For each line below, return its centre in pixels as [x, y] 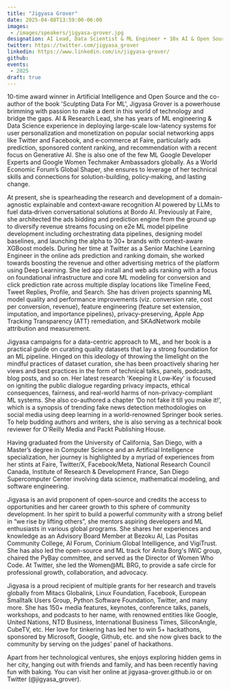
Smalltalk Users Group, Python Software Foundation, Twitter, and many [107, 600]
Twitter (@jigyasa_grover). [44, 679]
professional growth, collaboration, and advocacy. [78, 573]
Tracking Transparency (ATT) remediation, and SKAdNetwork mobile [104, 321]
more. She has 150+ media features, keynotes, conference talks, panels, [109, 608]
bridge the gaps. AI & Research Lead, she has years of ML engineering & [110, 119]
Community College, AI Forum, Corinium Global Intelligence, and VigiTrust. [112, 543]
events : [18, 64]
